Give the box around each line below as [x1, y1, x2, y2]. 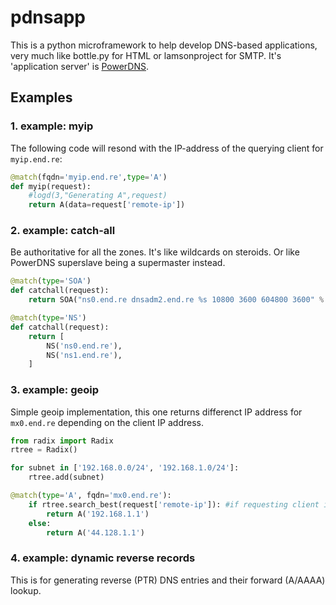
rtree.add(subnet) [28, 472, 105, 483]
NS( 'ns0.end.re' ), [46, 341, 123, 351]
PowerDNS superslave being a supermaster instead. [10, 257, 226, 269]
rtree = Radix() [10, 445, 78, 455]
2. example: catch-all [10, 224, 116, 238]
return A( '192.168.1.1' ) [46, 509, 150, 519]
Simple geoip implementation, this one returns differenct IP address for [10, 406, 303, 418]
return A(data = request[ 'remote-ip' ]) [28, 200, 186, 210]
